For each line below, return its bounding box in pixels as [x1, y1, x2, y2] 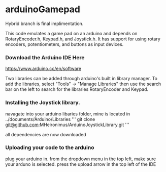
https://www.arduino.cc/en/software [5, 65, 82, 72]
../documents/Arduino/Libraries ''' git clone [5, 116, 95, 122]
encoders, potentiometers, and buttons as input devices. [5, 41, 124, 47]
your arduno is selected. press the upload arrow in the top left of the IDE [5, 161, 156, 167]
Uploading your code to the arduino [5, 144, 94, 151]
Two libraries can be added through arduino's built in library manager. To [5, 76, 157, 82]
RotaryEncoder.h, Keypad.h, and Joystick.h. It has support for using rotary [5, 36, 161, 42]
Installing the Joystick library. [5, 99, 80, 106]
